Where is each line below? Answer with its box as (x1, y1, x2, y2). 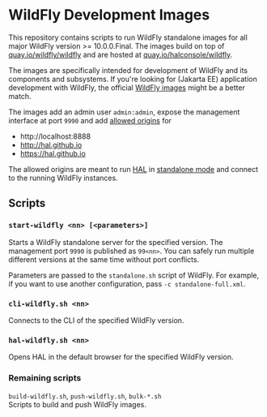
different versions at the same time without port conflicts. (8, 254, 200, 264)
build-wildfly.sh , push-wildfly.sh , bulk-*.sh (8, 391, 162, 401)
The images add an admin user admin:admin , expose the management (8, 107, 240, 117)
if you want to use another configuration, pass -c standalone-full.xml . (8, 278, 246, 289)
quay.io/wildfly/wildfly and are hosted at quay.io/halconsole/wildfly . (8, 49, 233, 59)
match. (8, 91, 32, 101)
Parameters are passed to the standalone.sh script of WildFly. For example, (8, 270, 260, 280)
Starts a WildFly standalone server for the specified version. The (8, 237, 224, 247)
